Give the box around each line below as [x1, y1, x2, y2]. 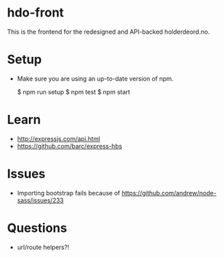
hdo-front [7, 5, 64, 21]
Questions [7, 220, 67, 235]
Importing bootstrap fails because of [16, 189, 121, 197]
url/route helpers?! [16, 243, 70, 251]
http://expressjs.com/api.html [16, 134, 101, 142]
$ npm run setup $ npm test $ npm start [16, 87, 130, 96]
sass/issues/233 [16, 196, 64, 204]
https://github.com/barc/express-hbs [16, 142, 123, 150]
